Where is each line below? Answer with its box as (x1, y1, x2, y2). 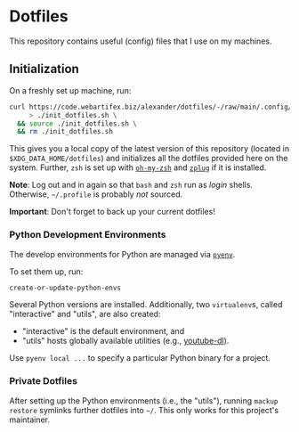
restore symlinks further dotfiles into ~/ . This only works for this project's (9, 404, 279, 415)
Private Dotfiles (9, 375, 78, 387)
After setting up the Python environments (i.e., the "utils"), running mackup (9, 395, 279, 406)
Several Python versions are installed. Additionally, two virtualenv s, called (9, 299, 283, 310)
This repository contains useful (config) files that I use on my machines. (9, 36, 272, 46)
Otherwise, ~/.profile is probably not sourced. (9, 189, 183, 200)
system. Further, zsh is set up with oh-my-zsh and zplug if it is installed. (9, 162, 267, 173)
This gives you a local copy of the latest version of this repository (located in (9, 143, 290, 154)
